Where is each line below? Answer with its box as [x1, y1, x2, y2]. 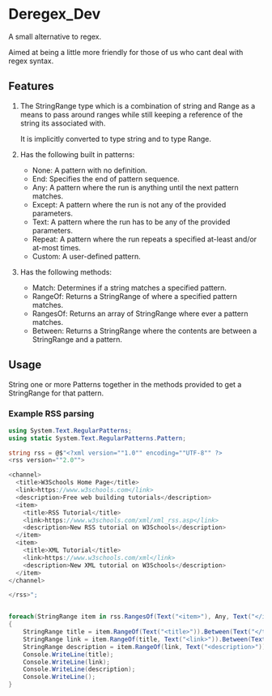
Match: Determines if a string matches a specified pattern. [32, 283, 227, 292]
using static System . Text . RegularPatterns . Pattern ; [8, 434, 186, 442]
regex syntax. [8, 56, 54, 66]
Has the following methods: [19, 267, 112, 276]
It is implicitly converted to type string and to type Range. [19, 134, 212, 143]
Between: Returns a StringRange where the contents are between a [32, 326, 257, 335]
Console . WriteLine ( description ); [23, 665, 136, 673]
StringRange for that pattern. [8, 388, 104, 398]
